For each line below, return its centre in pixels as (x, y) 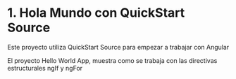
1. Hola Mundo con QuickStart (96, 13)
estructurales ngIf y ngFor (45, 68)
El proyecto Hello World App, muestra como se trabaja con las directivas (112, 60)
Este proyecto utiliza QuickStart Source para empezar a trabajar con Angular (118, 47)
